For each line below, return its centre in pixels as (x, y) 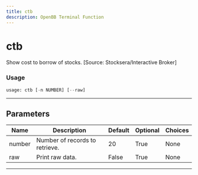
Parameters (28, 114)
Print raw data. (57, 157)
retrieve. (48, 148)
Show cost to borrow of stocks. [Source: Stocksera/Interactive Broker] (91, 62)
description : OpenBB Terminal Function (55, 17)
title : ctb (19, 11)
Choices (177, 130)
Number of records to (66, 140)
